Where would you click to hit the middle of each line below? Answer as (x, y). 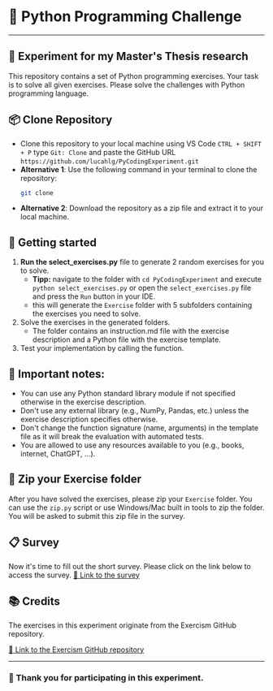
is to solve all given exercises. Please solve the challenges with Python (127, 84)
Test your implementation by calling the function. (102, 348)
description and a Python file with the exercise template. (126, 339)
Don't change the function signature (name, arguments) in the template (139, 428)
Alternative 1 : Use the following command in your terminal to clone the (139, 169)
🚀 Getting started (53, 242)
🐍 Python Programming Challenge (125, 17)
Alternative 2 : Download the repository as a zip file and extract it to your (142, 208)
